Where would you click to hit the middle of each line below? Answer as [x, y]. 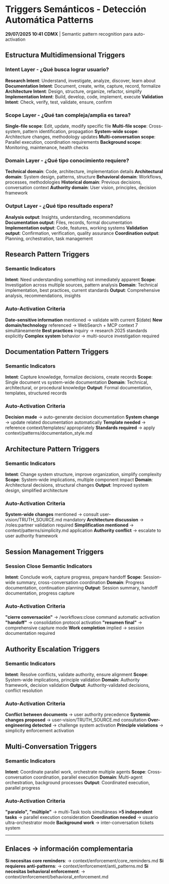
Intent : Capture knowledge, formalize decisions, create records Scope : [79, 377]
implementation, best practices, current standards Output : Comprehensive [82, 290]
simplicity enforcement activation [40, 731]
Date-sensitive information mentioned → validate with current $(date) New [84, 320]
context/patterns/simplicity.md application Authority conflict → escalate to [83, 531]
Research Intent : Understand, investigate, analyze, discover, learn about [80, 80]
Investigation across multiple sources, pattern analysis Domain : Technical [82, 285]
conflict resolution [24, 691]
